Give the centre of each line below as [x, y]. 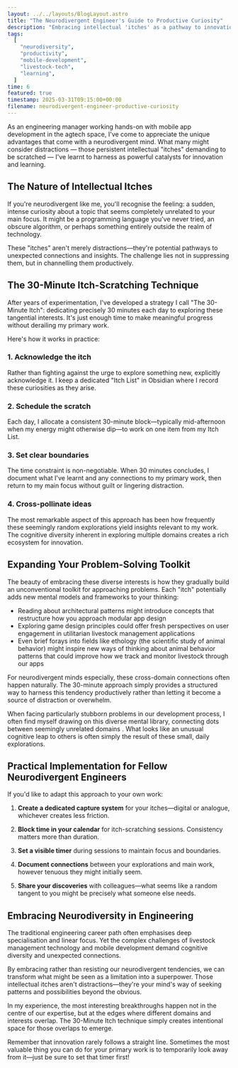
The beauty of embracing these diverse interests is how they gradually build [118, 582]
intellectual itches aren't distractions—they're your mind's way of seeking [114, 984]
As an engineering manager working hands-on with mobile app [100, 126]
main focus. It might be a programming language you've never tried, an [111, 219]
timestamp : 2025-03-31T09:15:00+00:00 [64, 100]
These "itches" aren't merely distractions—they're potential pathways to [113, 248]
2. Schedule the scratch [49, 406]
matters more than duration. [58, 837]
